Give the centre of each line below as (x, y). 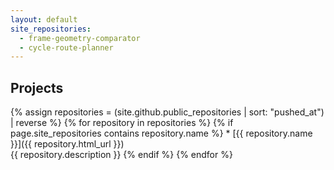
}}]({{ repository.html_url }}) (67, 144)
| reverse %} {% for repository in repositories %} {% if (122, 123)
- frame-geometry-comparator (80, 38)
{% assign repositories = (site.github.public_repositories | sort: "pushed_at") (167, 112)
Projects (37, 87)
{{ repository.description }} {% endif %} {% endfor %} (121, 155)
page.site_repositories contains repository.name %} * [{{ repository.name (161, 133)
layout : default (44, 19)
